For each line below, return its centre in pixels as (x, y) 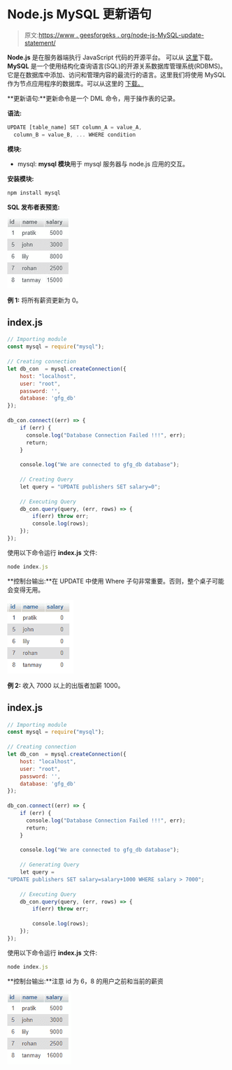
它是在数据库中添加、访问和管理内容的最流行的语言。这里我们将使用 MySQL (117, 75)
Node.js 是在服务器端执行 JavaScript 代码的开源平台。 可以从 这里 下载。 (112, 57)
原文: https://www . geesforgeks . (72, 35)
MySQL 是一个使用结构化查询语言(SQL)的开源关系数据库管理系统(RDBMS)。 (117, 66)
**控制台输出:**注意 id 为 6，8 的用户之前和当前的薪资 (86, 981)
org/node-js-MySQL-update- (162, 35)
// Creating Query (46, 479)
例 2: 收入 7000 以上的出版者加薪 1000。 (66, 685)
